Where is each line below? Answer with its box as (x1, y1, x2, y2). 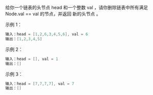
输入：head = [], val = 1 (5, 56, 58, 61)
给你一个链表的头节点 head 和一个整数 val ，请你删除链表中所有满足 (5, 5, 148, 10)
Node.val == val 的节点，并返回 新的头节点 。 (5, 11, 101, 17)
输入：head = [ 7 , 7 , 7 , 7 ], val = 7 (5, 81, 74, 86)
